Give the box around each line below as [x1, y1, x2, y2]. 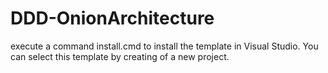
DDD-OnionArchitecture [10, 7, 215, 30]
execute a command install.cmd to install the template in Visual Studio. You [10, 40, 319, 52]
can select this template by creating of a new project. [10, 50, 230, 62]
